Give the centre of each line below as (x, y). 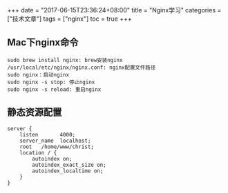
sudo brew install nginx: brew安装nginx (65, 60)
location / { (38, 153)
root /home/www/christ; (57, 147)
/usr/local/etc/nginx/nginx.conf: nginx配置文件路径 (82, 68)
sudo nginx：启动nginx (38, 74)
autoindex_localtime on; (68, 171)
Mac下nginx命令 (43, 42)
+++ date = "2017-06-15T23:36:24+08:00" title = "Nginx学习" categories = (114, 10)
